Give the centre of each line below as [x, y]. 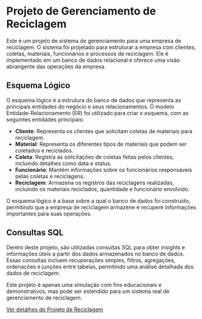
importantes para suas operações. [49, 214]
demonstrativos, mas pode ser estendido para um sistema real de [88, 291]
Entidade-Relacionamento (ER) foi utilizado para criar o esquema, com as [97, 113]
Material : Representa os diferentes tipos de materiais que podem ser [101, 144]
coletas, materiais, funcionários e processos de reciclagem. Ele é [87, 53]
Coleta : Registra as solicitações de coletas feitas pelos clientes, [94, 157]
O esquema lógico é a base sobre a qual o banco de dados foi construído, [98, 200]
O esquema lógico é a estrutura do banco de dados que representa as [94, 100]
